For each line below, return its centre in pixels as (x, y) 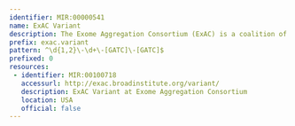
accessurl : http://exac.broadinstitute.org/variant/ (120, 83)
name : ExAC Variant (45, 26)
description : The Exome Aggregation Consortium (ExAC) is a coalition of (148, 34)
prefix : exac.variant (49, 42)
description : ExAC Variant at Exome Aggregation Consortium (134, 91)
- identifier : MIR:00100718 (65, 75)
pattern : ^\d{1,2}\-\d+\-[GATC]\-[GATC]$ (87, 51)
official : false (51, 108)
